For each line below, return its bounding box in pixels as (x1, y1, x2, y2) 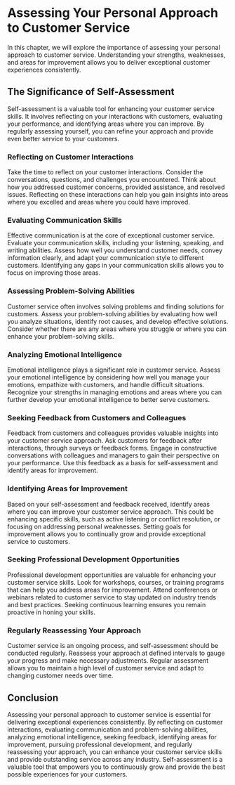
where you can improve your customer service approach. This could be (7, 507, 214, 516)
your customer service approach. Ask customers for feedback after (7, 436, 202, 445)
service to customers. (7, 537, 70, 545)
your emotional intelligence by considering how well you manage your (7, 372, 210, 381)
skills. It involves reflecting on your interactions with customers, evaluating (7, 112, 223, 120)
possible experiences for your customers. (7, 770, 128, 778)
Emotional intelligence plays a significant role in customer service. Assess (7, 365, 221, 374)
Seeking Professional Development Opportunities (7, 554, 180, 564)
